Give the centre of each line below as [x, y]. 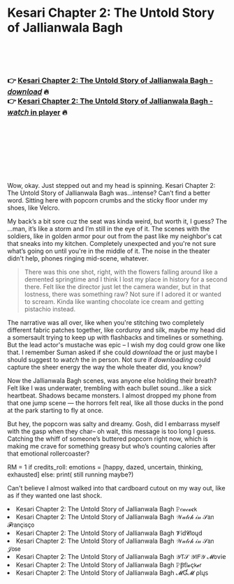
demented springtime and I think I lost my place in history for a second [126, 279]
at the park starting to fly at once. [55, 411]
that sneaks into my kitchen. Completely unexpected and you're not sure [112, 244]
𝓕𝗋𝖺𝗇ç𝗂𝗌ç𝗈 [21, 525]
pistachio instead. [50, 309]
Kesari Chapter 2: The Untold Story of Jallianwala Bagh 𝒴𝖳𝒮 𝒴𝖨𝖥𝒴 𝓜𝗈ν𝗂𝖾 [121, 557]
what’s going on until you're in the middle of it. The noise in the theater [109, 251]
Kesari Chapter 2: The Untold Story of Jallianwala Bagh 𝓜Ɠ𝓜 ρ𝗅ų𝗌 [112, 573]
